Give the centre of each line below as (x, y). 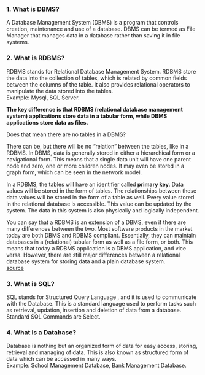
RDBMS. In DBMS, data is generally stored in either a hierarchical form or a (101, 153)
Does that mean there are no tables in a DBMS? (66, 134)
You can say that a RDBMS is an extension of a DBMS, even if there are (96, 222)
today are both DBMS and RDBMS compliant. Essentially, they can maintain (101, 235)
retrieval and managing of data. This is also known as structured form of (98, 352)
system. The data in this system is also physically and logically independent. (103, 210)
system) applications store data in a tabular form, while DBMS (87, 116)
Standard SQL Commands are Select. (53, 316)
